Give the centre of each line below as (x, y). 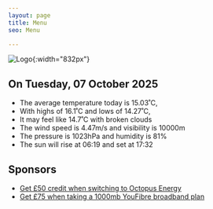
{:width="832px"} (61, 59)
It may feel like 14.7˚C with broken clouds (86, 119)
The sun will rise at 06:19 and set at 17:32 (86, 145)
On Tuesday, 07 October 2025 (83, 84)
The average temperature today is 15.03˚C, (88, 103)
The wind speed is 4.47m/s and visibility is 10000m (102, 128)
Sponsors (32, 169)
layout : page (29, 15)
